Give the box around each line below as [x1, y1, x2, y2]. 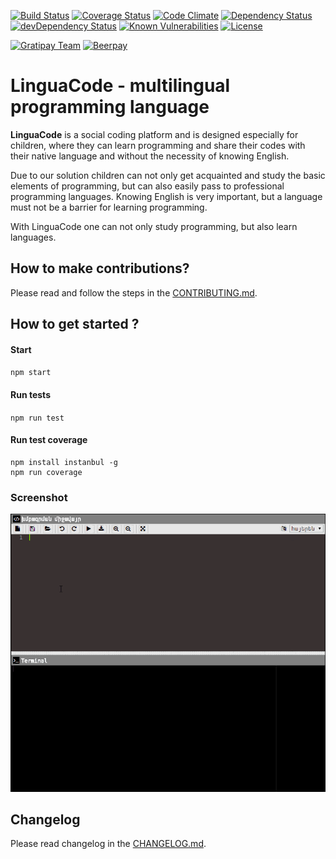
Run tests [10, 388, 51, 400]
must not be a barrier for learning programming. [10, 201, 208, 213]
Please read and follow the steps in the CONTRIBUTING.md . [10, 286, 258, 299]
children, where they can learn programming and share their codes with [10, 139, 306, 151]
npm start [10, 368, 52, 378]
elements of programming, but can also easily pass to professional [10, 180, 285, 192]
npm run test [10, 413, 65, 423]
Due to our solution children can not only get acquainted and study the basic [10, 169, 326, 181]
